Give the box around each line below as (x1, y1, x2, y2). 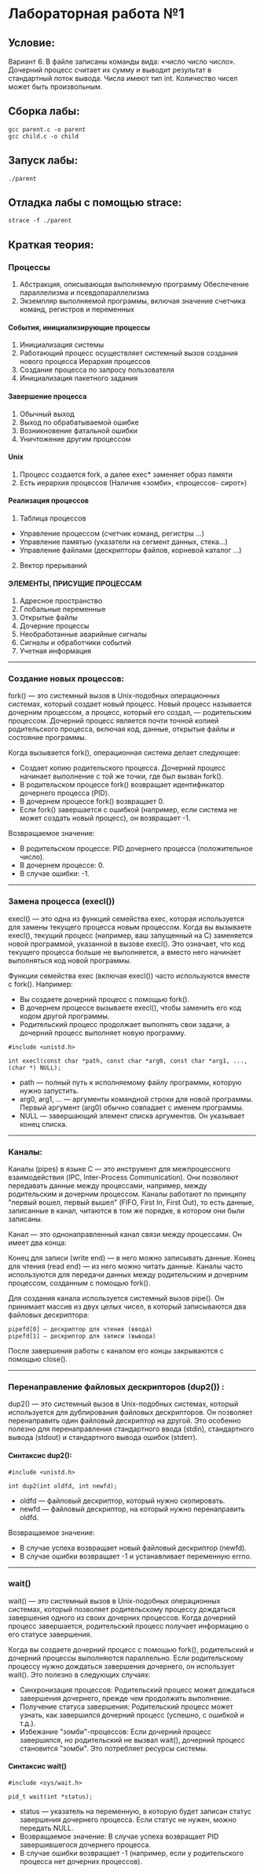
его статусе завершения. (8, 1629, 93, 1639)
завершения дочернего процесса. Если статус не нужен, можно (19, 1815, 237, 1824)
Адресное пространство (19, 596, 103, 606)
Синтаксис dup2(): (8, 1450, 72, 1460)
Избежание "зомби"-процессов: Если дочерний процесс (19, 1727, 212, 1736)
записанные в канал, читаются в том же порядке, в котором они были (8, 1206, 245, 1216)
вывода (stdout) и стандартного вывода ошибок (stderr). (8, 1433, 198, 1442)
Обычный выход (19, 409, 75, 418)
